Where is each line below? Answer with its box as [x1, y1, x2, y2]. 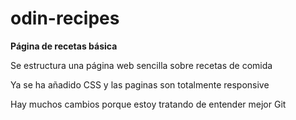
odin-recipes [10, 7, 120, 30]
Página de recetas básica [10, 40, 118, 52]
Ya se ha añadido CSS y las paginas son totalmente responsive [10, 78, 270, 91]
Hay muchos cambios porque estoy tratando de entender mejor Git [10, 98, 287, 110]
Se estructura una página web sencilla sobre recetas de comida [10, 59, 273, 71]
